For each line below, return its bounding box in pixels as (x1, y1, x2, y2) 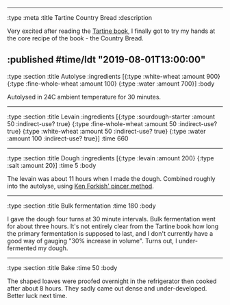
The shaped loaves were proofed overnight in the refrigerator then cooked (7, 277, 217, 285)
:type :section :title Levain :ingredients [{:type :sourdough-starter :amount (7, 112, 216, 121)
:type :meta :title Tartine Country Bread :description (7, 14, 153, 21)
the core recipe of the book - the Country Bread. (7, 34, 144, 42)
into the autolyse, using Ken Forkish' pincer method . (7, 182, 154, 190)
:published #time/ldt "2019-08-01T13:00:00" (7, 54, 206, 66)
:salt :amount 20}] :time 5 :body (7, 161, 97, 169)
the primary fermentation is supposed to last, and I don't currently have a (7, 229, 214, 237)
